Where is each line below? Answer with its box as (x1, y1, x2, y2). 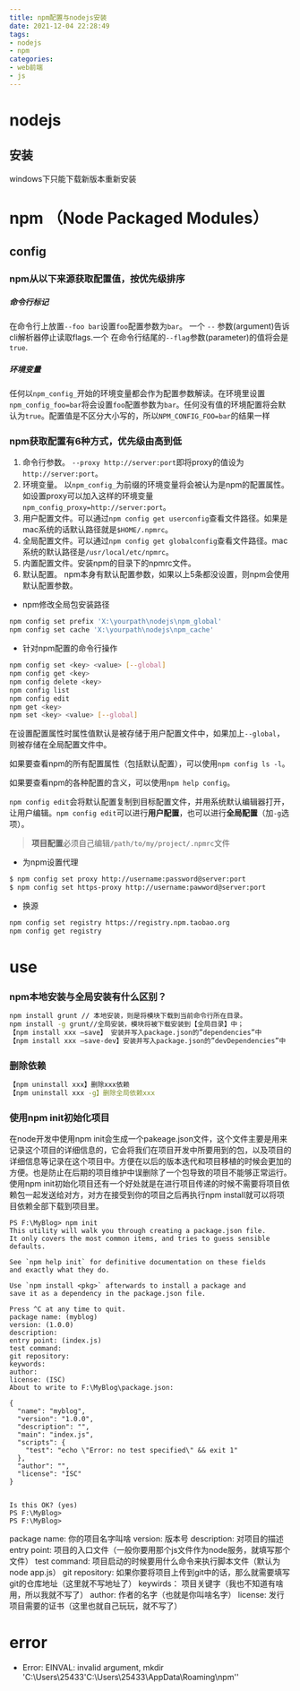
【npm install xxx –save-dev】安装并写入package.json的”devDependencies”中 (9, 1036, 287, 1045)
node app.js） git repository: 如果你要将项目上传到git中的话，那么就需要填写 (9, 1567, 291, 1578)
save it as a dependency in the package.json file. (9, 1290, 206, 1298)
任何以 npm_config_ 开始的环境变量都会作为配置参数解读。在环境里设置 (9, 388, 266, 399)
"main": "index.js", (17, 1430, 94, 1439)
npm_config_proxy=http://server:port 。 (21, 502, 172, 513)
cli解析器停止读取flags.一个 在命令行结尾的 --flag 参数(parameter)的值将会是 (9, 332, 289, 343)
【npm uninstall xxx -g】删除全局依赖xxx (9, 1089, 155, 1098)
